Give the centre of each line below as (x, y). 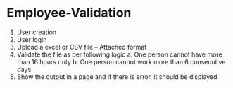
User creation (37, 32)
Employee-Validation (69, 13)
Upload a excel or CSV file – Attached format (82, 47)
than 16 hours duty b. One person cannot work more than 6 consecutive (121, 61)
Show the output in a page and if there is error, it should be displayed (117, 76)
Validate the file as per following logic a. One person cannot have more (119, 54)
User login (32, 39)
